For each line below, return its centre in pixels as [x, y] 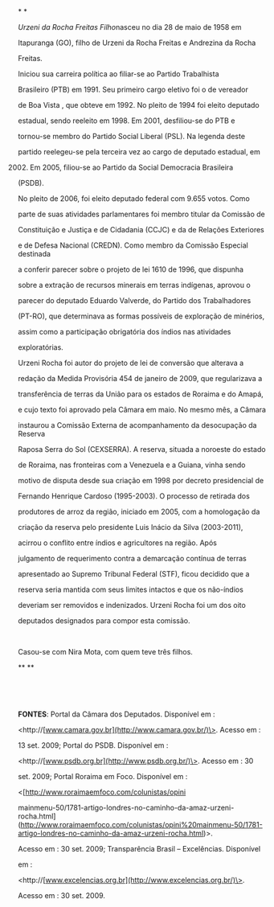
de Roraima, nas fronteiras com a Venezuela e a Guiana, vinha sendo [132, 465]
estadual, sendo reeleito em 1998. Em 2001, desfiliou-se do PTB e [127, 121]
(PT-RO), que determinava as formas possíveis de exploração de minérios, [141, 316]
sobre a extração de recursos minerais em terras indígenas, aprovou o [134, 285]
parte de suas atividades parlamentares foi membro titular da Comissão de [141, 214]
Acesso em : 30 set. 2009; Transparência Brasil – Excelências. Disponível [139, 849]
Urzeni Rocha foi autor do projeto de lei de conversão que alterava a [131, 363]
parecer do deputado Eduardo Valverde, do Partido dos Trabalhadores [135, 300]
